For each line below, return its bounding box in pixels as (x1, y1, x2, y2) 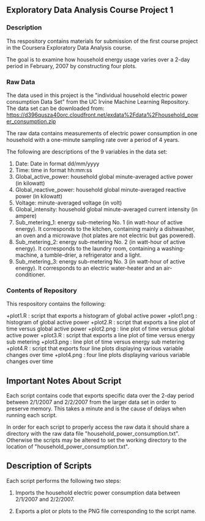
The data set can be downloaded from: (6, 104, 105, 112)
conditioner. (15, 270, 46, 278)
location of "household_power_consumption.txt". (6, 443, 130, 450)
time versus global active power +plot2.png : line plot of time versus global (6, 325, 195, 332)
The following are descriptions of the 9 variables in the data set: (6, 147, 168, 155)
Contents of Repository (6, 286, 78, 294)
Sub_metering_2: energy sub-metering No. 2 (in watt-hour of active (15, 238, 185, 245)
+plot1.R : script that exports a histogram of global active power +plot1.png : (6, 312, 198, 319)
